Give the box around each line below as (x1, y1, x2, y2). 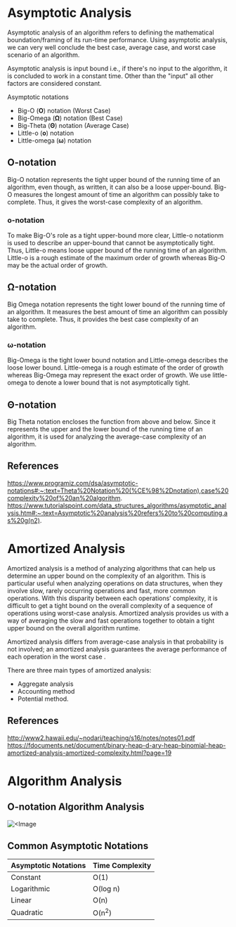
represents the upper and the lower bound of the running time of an (7, 424, 203, 433)
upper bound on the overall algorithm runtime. (7, 623, 140, 632)
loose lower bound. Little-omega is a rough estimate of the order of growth (7, 363, 224, 372)
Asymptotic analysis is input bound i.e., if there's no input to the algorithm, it (7, 64, 228, 72)
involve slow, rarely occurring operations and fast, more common (7, 586, 196, 595)
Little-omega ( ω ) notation (17, 136, 92, 145)
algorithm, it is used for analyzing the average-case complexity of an (7, 432, 206, 441)
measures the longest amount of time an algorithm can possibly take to (13, 190, 220, 198)
